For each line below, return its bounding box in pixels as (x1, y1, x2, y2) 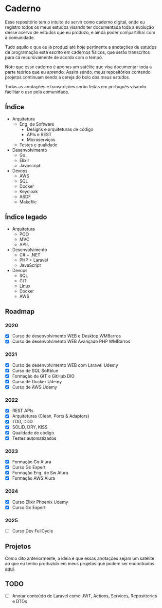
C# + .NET (19, 252, 40, 257)
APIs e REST (26, 131, 52, 137)
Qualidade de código (12, 430, 54, 435)
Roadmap (5, 307, 35, 315)
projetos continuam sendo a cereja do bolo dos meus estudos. (5, 74, 130, 80)
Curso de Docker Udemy (12, 378, 62, 384)
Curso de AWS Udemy (12, 384, 57, 390)
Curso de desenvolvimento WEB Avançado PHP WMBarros (12, 338, 130, 344)
